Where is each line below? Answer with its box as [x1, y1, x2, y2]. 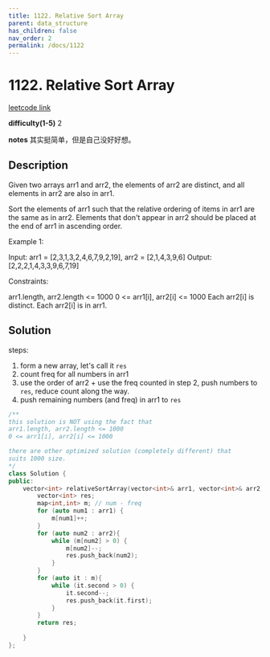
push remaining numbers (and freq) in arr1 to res [19, 394, 182, 404]
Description [8, 158, 68, 173]
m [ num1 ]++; [51, 515, 88, 523]
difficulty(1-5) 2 [8, 118, 63, 129]
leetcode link [8, 103, 51, 112]
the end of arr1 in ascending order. [8, 221, 123, 231]
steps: [8, 345, 29, 354]
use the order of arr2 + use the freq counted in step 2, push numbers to [19, 377, 258, 387]
